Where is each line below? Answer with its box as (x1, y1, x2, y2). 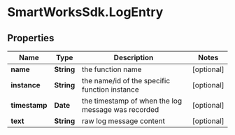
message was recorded (81, 105, 159, 114)
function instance (81, 85, 139, 94)
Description (113, 53, 154, 62)
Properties (7, 32, 55, 44)
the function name (81, 64, 142, 74)
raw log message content (81, 116, 166, 126)
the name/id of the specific (81, 76, 171, 85)
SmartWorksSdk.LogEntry (7, 4, 164, 20)
